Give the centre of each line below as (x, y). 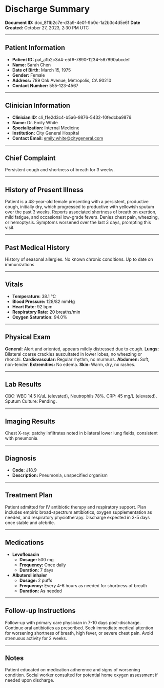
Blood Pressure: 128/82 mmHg (43, 301)
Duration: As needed (41, 591)
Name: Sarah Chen (31, 65)
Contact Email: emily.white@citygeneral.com (58, 138)
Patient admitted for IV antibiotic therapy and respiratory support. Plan (76, 507)
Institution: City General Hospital (45, 133)
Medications (24, 542)
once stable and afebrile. (30, 523)
